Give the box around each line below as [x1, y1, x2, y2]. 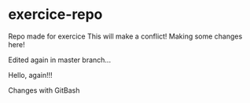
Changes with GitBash [8, 85, 80, 95]
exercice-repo [8, 6, 103, 24]
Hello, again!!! [8, 70, 53, 79]
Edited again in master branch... [8, 55, 112, 64]
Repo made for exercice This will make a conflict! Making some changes [8, 31, 243, 41]
